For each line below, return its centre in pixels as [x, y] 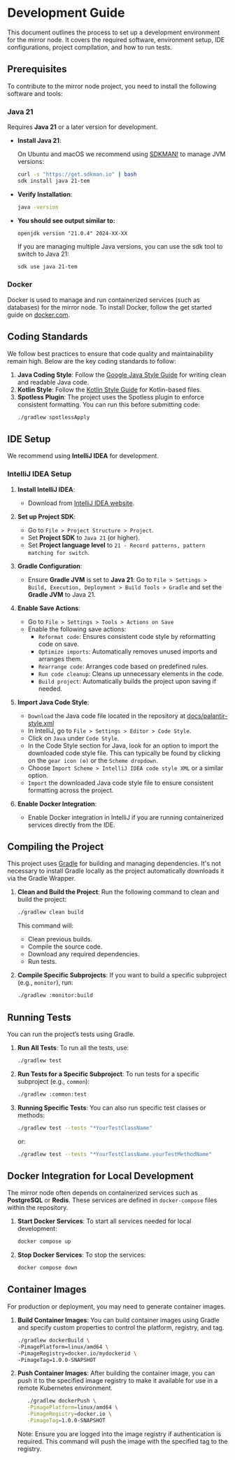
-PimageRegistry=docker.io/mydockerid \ [77, 1354]
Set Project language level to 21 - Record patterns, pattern [116, 545]
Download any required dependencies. [84, 954]
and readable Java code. [53, 382]
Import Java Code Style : [53, 702]
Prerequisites [37, 69]
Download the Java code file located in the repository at [107, 715]
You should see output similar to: [66, 220]
